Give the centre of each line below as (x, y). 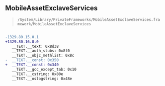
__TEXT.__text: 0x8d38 (35, 46)
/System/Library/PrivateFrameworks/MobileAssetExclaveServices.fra (88, 19)
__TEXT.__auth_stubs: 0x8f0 (41, 51)
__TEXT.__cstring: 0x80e (38, 74)
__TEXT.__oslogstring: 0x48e (42, 79)
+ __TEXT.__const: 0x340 (32, 65)
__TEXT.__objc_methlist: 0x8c (43, 56)
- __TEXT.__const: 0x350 (32, 60)
